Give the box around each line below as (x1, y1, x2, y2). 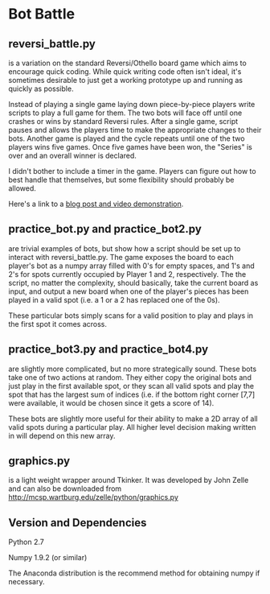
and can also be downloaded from (8, 484, 122, 493)
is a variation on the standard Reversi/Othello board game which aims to (8, 58, 247, 68)
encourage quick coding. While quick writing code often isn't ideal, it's (8, 67, 242, 76)
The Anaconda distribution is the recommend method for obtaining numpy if (8, 568, 260, 578)
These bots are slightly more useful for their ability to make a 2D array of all (8, 414, 259, 423)
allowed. (8, 184, 36, 193)
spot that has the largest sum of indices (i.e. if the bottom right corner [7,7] (8, 390, 256, 399)
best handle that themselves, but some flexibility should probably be (8, 175, 235, 184)
